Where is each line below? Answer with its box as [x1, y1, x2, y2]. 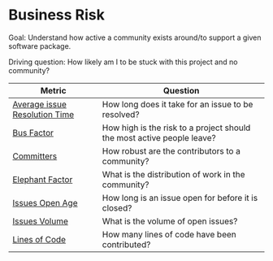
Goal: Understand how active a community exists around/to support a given [8, 33, 262, 42]
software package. [8, 41, 71, 50]
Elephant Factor [12, 173, 73, 185]
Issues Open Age [12, 197, 79, 208]
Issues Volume [12, 215, 69, 227]
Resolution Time [12, 108, 75, 120]
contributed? [102, 238, 151, 250]
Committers [12, 150, 58, 162]
